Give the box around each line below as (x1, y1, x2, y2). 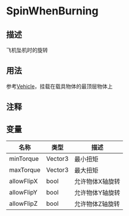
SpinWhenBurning (6, 4, 99, 18)
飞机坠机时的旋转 (6, 47, 48, 53)
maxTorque (9, 166, 40, 174)
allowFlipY (9, 188, 37, 197)
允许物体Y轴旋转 (74, 188, 121, 197)
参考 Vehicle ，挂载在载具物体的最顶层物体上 (6, 83, 113, 90)
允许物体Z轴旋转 (74, 200, 120, 208)
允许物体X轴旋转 (74, 178, 121, 186)
